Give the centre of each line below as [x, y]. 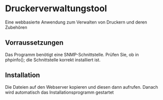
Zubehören [16, 27]
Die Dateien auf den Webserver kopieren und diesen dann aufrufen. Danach [81, 87]
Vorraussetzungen [34, 43]
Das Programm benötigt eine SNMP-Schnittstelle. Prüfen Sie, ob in [72, 54]
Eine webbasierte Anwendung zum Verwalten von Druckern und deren [76, 22]
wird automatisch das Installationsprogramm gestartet [59, 92]
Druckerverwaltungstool [56, 9]
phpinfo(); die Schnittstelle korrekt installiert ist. [53, 60]
